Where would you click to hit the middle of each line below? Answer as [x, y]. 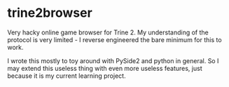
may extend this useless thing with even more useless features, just [105, 68]
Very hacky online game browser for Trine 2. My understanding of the [108, 32]
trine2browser [50, 13]
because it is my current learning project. [67, 76]
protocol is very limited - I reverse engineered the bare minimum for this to [114, 39]
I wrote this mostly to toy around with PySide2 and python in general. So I [113, 60]
